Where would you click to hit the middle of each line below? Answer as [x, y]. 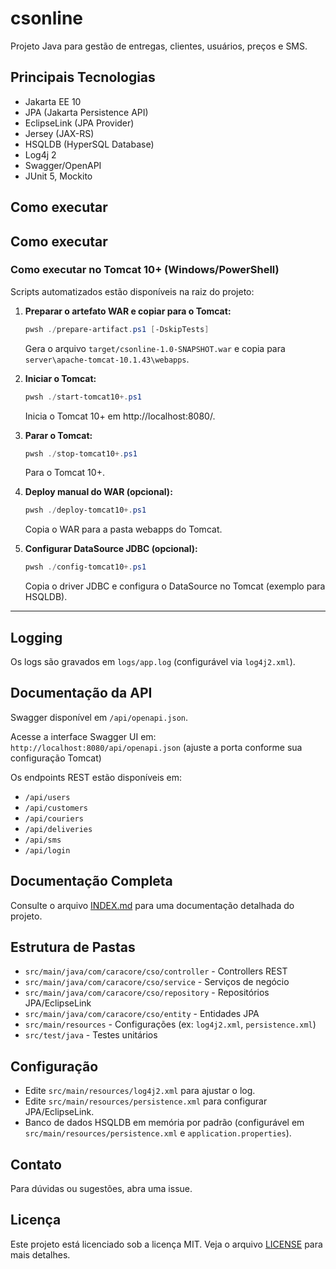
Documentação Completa [91, 881]
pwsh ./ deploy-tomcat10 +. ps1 [85, 510]
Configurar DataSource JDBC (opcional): [111, 549]
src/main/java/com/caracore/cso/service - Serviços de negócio [157, 982]
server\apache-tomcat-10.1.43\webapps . [107, 359]
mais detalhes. [40, 1254]
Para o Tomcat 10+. [64, 473]
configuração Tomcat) [56, 758]
